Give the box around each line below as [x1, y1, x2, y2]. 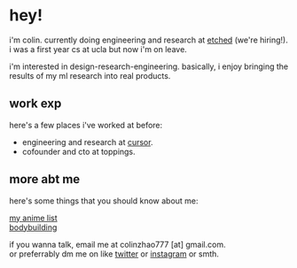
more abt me [9, 172, 81, 187]
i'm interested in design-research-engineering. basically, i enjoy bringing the [9, 61, 289, 72]
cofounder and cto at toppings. [21, 146, 136, 157]
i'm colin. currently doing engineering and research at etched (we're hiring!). [9, 34, 288, 45]
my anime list [9, 212, 58, 223]
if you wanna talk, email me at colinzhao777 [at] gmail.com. [9, 239, 226, 249]
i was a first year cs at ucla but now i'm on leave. [9, 43, 188, 54]
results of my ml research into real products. [9, 70, 171, 80]
